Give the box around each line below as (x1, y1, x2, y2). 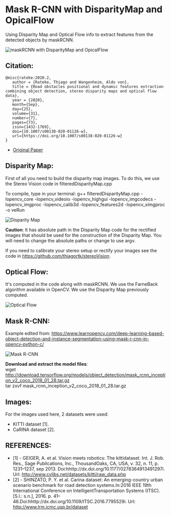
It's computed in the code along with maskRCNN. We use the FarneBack (5, 281, 158, 287)
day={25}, (12, 106, 33, 111)
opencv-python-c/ (5, 341, 45, 347)
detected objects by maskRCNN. (5, 37, 74, 43)
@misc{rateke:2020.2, (5, 75, 52, 80)
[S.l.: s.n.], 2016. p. (12, 492, 52, 499)
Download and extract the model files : (5, 361, 88, 367)
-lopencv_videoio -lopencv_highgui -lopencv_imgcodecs (34, 196, 153, 202)
